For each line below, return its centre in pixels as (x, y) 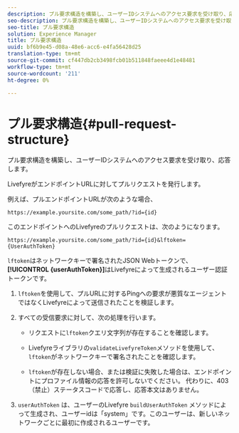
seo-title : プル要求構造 (41, 27)
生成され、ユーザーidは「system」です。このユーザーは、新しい (124, 414)
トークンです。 (29, 278)
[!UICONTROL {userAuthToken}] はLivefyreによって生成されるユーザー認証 (117, 270)
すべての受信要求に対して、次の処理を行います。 (89, 318)
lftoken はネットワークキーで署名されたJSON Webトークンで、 (100, 261)
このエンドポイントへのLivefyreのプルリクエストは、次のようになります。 (116, 227)
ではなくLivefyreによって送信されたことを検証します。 (97, 303)
